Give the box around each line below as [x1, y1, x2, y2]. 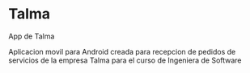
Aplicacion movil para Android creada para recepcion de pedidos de [8, 47, 236, 56]
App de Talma [8, 31, 55, 41]
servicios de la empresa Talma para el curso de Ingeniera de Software [8, 55, 242, 65]
